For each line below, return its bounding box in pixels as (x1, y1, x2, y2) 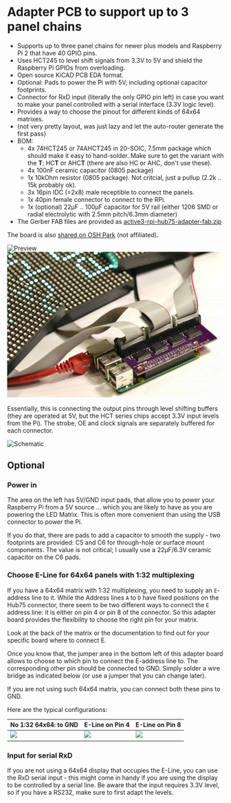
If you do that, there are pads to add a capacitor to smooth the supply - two (7, 531, 221, 540)
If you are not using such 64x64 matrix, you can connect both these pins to (7, 684, 221, 693)
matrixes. (16, 114, 44, 123)
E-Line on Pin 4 (84, 721, 130, 729)
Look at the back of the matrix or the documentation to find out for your (7, 629, 210, 637)
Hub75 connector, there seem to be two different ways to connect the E (7, 600, 210, 609)
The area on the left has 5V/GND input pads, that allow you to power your (7, 496, 215, 504)
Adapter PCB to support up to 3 (7, 4, 189, 20)
